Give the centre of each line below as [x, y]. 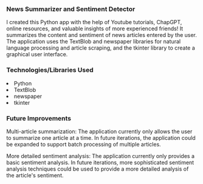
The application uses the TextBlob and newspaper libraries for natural [94, 42]
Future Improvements [39, 118]
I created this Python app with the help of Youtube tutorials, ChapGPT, [94, 22]
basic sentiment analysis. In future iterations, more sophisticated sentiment [100, 162]
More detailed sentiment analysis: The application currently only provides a [101, 156]
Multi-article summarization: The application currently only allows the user [99, 131]
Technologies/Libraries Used [50, 70]
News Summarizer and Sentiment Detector [71, 9]
